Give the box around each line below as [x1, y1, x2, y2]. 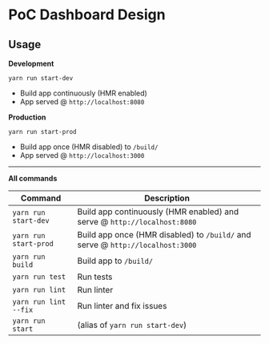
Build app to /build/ [77, 255, 154, 266]
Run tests [77, 271, 113, 282]
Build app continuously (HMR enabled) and [77, 206, 239, 217]
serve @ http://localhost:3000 [77, 239, 197, 250]
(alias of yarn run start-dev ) [77, 319, 187, 330]
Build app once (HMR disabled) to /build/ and [77, 229, 251, 240]
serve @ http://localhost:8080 [77, 217, 197, 227]
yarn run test [12, 273, 66, 281]
